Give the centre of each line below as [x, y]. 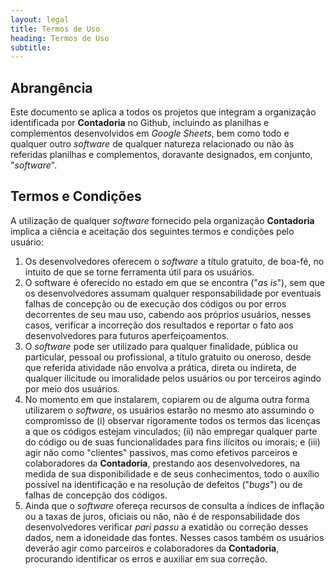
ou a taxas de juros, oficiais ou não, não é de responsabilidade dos [162, 516]
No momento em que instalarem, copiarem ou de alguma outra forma [167, 399]
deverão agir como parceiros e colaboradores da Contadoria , [152, 548]
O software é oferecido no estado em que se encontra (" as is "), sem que [174, 282]
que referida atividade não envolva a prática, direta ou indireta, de [160, 367]
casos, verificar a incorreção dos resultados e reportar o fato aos [159, 325]
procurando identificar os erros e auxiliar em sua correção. [146, 558]
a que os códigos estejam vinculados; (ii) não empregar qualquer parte [171, 431]
